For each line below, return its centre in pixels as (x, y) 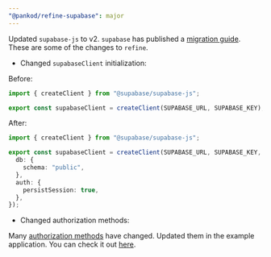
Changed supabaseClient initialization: (83, 63)
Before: (21, 78)
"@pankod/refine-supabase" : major (67, 16)
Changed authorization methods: (75, 220)
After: (18, 123)
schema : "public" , (54, 168)
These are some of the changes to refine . (78, 47)
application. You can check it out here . (72, 245)
